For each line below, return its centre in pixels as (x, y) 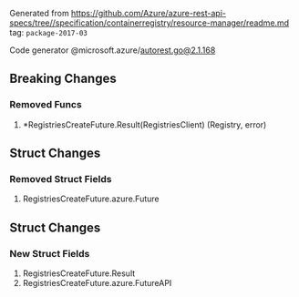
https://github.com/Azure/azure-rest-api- (149, 13)
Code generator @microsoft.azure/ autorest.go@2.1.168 (113, 50)
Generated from (40, 13)
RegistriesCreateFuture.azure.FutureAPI (97, 283)
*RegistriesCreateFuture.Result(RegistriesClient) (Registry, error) (144, 124)
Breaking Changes (63, 79)
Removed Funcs (46, 105)
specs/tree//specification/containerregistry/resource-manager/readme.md (149, 23)
